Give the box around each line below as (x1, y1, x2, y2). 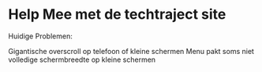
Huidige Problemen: (8, 31, 73, 41)
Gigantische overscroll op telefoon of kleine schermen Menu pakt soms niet (8, 46, 255, 56)
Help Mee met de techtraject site (8, 5, 226, 23)
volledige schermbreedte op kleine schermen (8, 55, 156, 64)
